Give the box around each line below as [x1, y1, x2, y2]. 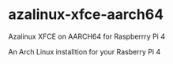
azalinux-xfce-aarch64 [8, 6, 164, 24]
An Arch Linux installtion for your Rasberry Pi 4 [8, 47, 161, 56]
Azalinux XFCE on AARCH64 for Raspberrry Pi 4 [8, 32, 166, 41]
